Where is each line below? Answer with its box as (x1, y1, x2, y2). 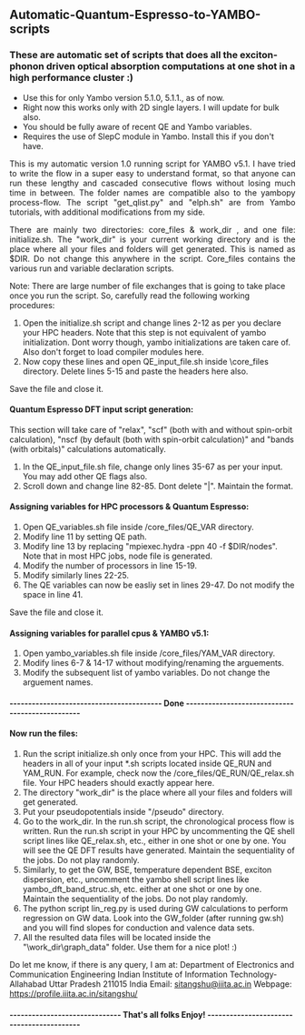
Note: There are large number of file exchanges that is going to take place (9, 280, 286, 291)
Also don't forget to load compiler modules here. (22, 346, 204, 357)
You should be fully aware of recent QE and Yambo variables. (22, 121, 252, 132)
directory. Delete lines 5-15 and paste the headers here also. (22, 366, 249, 377)
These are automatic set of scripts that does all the (9, 49, 239, 62)
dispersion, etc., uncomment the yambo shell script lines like (22, 874, 250, 885)
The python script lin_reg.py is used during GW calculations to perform (22, 903, 289, 914)
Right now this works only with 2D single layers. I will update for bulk (22, 102, 280, 113)
